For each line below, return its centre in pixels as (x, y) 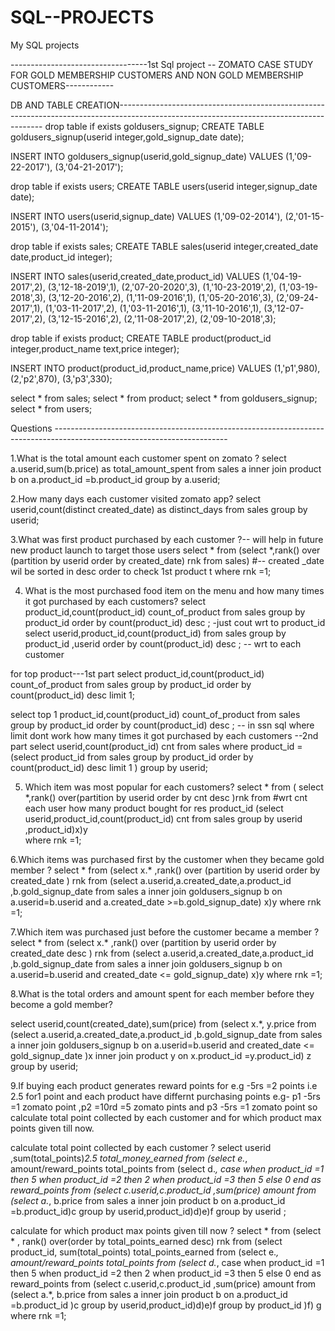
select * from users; (51, 408)
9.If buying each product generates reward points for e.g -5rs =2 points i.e (164, 1085)
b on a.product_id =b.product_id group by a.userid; (115, 479)
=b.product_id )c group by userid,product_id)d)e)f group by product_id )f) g (166, 1305)
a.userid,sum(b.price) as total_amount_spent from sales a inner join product (166, 468)
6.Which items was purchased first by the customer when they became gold (167, 859)
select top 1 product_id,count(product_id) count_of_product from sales (155, 714)
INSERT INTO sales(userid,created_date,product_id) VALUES (135, 276)
